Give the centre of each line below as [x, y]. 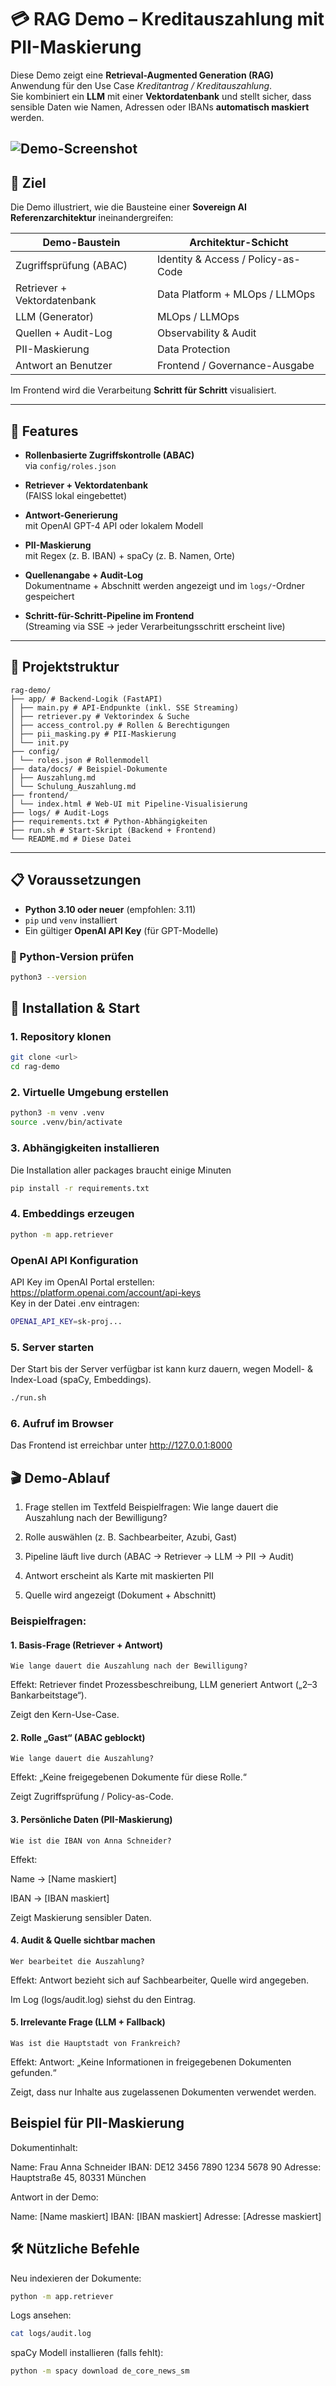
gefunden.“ [33, 2072]
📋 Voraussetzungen [76, 880]
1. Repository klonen [61, 1037]
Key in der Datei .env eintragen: [75, 1303]
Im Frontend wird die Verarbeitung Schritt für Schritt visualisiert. [143, 390]
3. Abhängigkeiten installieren [85, 1148]
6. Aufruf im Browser [62, 1423]
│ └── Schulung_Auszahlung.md [73, 786]
